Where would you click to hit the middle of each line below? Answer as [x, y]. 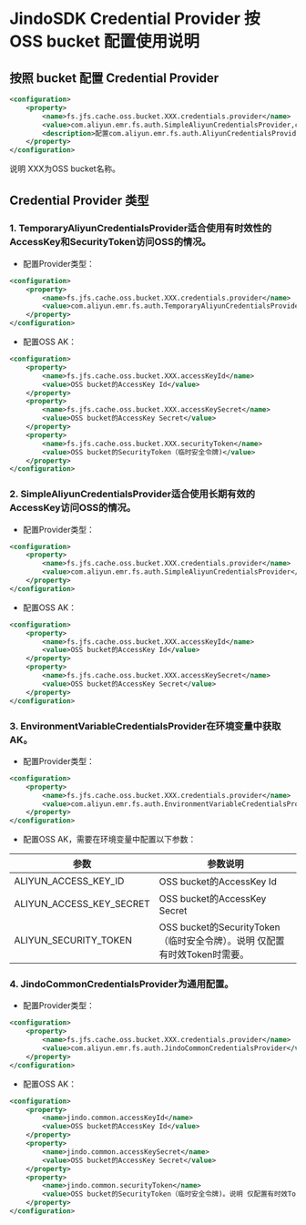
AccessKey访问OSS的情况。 [73, 508]
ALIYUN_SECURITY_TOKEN [73, 941]
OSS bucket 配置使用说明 [105, 41]
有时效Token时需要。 [204, 954]
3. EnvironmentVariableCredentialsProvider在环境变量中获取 [145, 726]
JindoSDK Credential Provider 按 [135, 19]
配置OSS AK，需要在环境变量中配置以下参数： [109, 840]
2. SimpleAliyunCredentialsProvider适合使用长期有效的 [133, 495]
